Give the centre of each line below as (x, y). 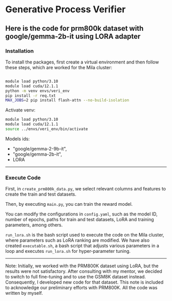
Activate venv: (20, 110)
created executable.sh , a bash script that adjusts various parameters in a (82, 246)
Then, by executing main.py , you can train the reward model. (69, 204)
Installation (20, 51)
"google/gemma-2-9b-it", (40, 148)
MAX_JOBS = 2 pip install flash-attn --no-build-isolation (67, 100)
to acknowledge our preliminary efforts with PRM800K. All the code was (81, 288)
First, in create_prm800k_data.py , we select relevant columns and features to (86, 189)
